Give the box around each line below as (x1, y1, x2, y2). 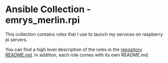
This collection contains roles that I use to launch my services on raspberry (5, 31, 163, 37)
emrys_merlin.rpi (5, 14, 80, 26)
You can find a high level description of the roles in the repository (5, 46, 143, 52)
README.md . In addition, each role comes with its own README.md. (5, 52, 149, 58)
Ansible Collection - (5, 4, 91, 15)
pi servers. (5, 37, 28, 43)
